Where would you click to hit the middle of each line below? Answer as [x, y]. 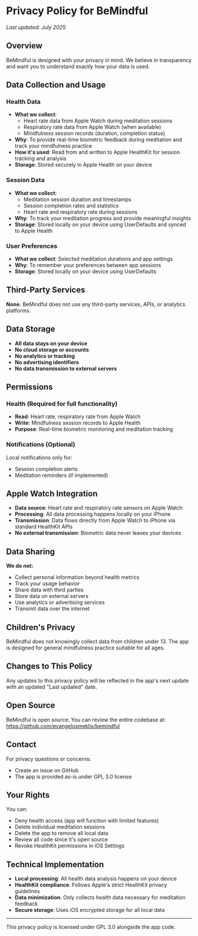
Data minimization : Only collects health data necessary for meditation [100, 898]
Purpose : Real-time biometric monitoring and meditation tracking [94, 429]
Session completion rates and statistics [71, 206]
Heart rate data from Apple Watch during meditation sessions [98, 121]
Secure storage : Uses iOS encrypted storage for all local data [90, 910]
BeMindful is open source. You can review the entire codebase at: [86, 720]
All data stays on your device [51, 343]
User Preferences [32, 246]
